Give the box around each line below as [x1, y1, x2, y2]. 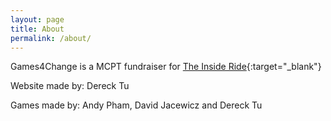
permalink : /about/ [10, 33, 92, 43]
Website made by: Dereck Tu [10, 80, 130, 92]
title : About [10, 24, 65, 34]
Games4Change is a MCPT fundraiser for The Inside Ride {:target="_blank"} [10, 61, 322, 73]
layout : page [10, 14, 65, 25]
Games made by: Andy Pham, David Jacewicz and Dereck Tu [10, 99, 263, 111]
